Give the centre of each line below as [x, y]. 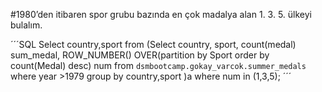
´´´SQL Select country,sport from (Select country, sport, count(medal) [153, 44]
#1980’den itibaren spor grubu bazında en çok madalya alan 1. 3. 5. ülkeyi [161, 14]
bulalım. [26, 25]
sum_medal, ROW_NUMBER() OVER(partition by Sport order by [140, 55]
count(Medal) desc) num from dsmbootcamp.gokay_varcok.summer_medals [158, 65]
